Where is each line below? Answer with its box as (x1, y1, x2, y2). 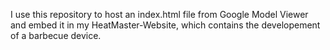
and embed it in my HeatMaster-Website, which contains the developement (10, 19, 321, 31)
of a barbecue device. (10, 30, 102, 41)
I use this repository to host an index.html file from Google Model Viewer (10, 9, 309, 20)
